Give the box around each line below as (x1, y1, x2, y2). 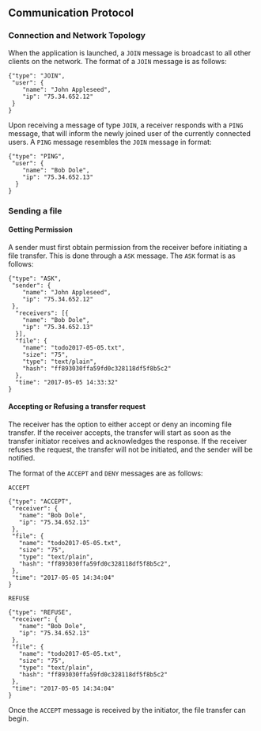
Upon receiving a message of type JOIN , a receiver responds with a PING (8, 120, 244, 130)
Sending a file (8, 205, 62, 216)
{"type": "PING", (8, 152, 66, 161)
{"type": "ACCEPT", (8, 498, 73, 506)
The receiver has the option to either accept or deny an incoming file (8, 419, 232, 430)
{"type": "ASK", (8, 275, 62, 282)
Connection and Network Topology (8, 30, 146, 41)
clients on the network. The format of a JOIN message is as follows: (8, 56, 227, 66)
